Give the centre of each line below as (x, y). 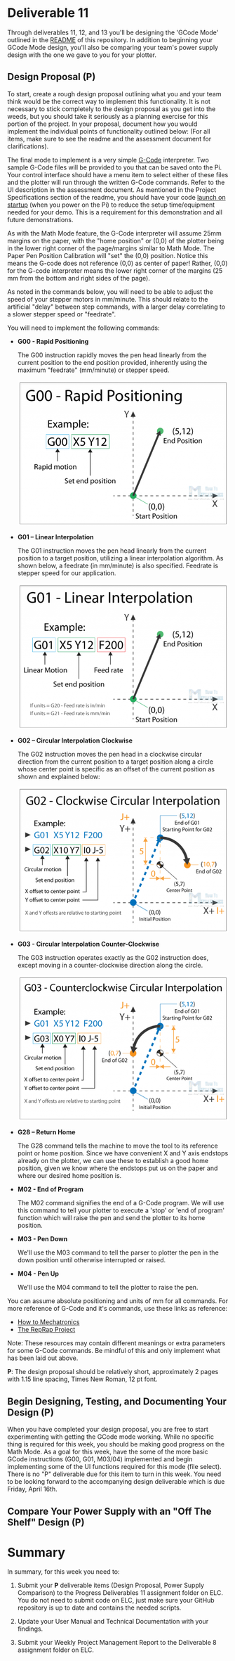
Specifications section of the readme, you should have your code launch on (116, 197)
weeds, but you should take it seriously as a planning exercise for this (108, 116)
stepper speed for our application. (67, 573)
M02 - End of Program (51, 1189)
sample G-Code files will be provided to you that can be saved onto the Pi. (115, 167)
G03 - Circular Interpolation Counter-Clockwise (88, 944)
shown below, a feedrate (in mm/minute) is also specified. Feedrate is (118, 566)
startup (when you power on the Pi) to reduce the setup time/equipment (111, 205)
